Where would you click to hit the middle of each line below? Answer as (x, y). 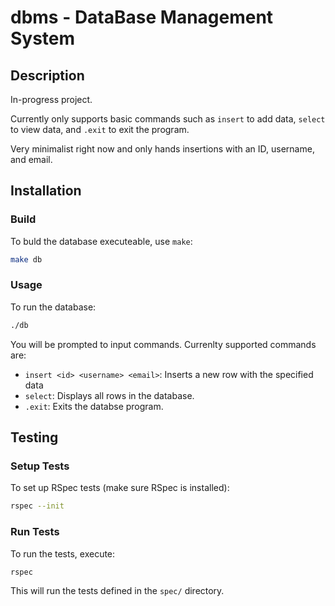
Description (47, 75)
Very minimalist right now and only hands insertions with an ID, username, (162, 149)
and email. (31, 159)
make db (26, 259)
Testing (34, 437)
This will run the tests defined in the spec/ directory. (117, 591)
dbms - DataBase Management (142, 17)
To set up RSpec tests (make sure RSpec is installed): (120, 488)
